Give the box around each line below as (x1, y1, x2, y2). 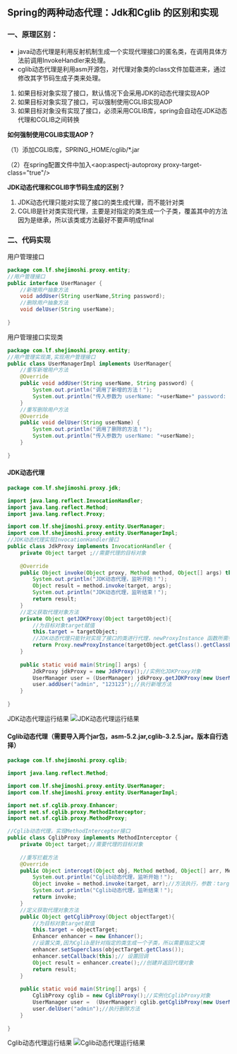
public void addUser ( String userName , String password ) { (20, 380, 194, 387)
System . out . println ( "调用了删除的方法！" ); (32, 426, 153, 433)
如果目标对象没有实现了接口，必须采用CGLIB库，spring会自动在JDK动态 (17, 106, 228, 115)
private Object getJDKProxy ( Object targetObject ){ (20, 615, 172, 622)
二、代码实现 (7, 235, 51, 245)
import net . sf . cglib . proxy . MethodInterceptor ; (7, 809, 147, 816)
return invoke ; (32, 893, 78, 900)
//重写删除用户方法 (20, 406, 69, 413)
